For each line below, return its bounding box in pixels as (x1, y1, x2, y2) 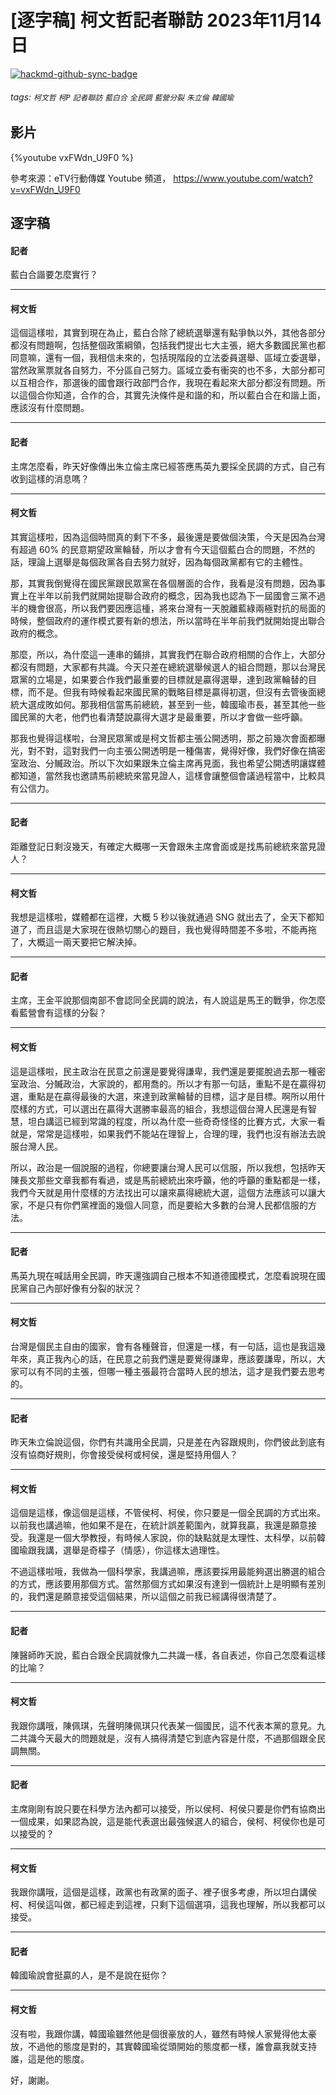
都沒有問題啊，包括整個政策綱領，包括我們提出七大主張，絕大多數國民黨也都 (10, 339, 326, 351)
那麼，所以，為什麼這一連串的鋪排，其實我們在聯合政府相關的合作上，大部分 (10, 648, 326, 660)
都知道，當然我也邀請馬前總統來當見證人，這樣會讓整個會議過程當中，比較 (10, 769, 317, 781)
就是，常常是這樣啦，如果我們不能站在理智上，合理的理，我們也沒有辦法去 (10, 1127, 317, 1140)
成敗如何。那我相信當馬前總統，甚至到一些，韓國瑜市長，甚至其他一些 (36, 698, 326, 710)
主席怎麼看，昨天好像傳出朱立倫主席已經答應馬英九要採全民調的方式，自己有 (10, 460, 326, 472)
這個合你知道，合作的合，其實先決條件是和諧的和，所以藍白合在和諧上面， (18, 389, 326, 401)
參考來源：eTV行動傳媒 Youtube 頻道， (10, 172, 172, 184)
